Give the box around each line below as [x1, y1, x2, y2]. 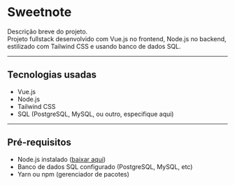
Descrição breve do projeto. [7, 27, 88, 36]
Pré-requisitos [7, 137, 72, 149]
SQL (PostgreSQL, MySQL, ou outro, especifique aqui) [17, 110, 174, 118]
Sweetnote [7, 4, 72, 20]
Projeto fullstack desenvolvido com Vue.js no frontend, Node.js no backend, [7, 34, 227, 43]
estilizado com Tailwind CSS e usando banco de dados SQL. [7, 42, 181, 50]
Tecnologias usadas [7, 69, 97, 81]
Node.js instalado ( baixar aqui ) [17, 155, 106, 163]
